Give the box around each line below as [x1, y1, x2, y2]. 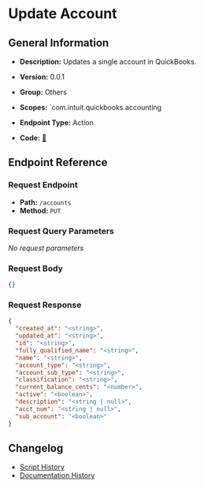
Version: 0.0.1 [19, 72, 65, 81]
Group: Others [19, 87, 67, 97]
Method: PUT [19, 205, 61, 215]
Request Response [8, 300, 82, 311]
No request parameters [8, 243, 84, 253]
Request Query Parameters [8, 225, 114, 236]
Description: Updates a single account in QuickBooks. [19, 57, 197, 66]
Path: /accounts [19, 198, 72, 207]
